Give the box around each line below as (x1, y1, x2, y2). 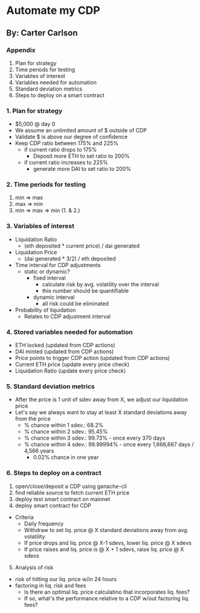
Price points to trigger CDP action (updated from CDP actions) (15, 355, 170, 362)
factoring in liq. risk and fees (15, 582, 86, 589)
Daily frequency (24, 520, 64, 527)
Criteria (15, 513, 34, 521)
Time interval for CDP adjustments (15, 261, 101, 269)
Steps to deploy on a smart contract (15, 91, 105, 98)
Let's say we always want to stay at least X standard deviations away (15, 409, 187, 416)
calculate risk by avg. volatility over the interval (42, 280, 159, 287)
